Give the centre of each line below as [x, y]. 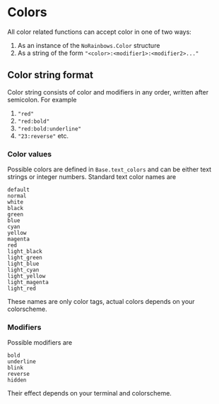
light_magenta [28, 283]
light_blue [23, 264]
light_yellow [26, 276]
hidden [17, 380]
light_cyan [23, 270]
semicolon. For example [42, 99]
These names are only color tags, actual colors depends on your [101, 302]
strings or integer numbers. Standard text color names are [92, 177]
